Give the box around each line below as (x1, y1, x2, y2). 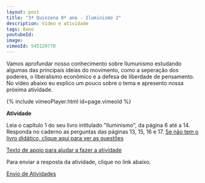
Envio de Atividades (6, 170, 56, 177)
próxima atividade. (6, 86, 53, 93)
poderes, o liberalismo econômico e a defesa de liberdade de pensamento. (6, 73, 195, 80)
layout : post (6, 9, 40, 15)
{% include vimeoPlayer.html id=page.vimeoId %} (6, 97, 131, 105)
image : (6, 37, 23, 43)
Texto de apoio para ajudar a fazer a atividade (6, 146, 122, 154)
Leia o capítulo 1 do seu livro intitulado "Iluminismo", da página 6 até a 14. (6, 121, 190, 129)
